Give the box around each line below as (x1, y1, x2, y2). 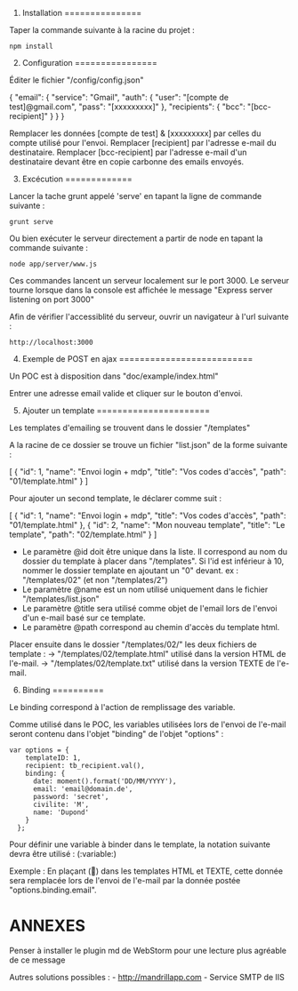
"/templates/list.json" (21, 594, 100, 603)
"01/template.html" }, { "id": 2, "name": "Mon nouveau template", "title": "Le (9, 520, 286, 530)
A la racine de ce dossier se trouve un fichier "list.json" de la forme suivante (9, 440, 288, 450)
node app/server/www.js (9, 260, 98, 268)
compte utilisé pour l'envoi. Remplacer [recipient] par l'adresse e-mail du (9, 138, 278, 148)
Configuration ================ (21, 58, 158, 68)
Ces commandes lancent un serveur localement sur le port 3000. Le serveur (9, 276, 290, 285)
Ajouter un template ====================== (21, 405, 211, 416)
